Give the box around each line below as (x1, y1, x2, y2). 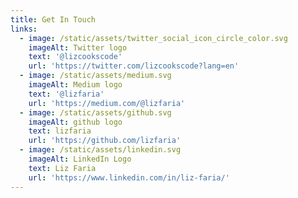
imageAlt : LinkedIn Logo (28, 154, 132, 164)
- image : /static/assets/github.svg (19, 107, 172, 118)
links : (10, 24, 38, 34)
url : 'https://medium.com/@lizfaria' (28, 98, 186, 108)
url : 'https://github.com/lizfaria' (28, 136, 182, 146)
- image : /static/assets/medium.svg (19, 71, 172, 81)
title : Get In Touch (10, 14, 97, 25)
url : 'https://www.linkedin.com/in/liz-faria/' (28, 172, 230, 183)
